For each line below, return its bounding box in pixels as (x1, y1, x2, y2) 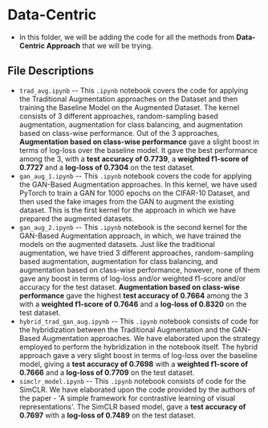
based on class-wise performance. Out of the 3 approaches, (18, 128, 220, 138)
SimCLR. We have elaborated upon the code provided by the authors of (18, 385, 256, 394)
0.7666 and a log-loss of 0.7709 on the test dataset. (18, 368, 195, 377)
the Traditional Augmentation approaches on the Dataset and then (18, 94, 238, 104)
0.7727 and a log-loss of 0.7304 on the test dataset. (18, 163, 195, 172)
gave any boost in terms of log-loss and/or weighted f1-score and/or (18, 274, 246, 283)
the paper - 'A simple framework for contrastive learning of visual (18, 393, 236, 403)
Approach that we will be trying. (46, 40, 153, 50)
